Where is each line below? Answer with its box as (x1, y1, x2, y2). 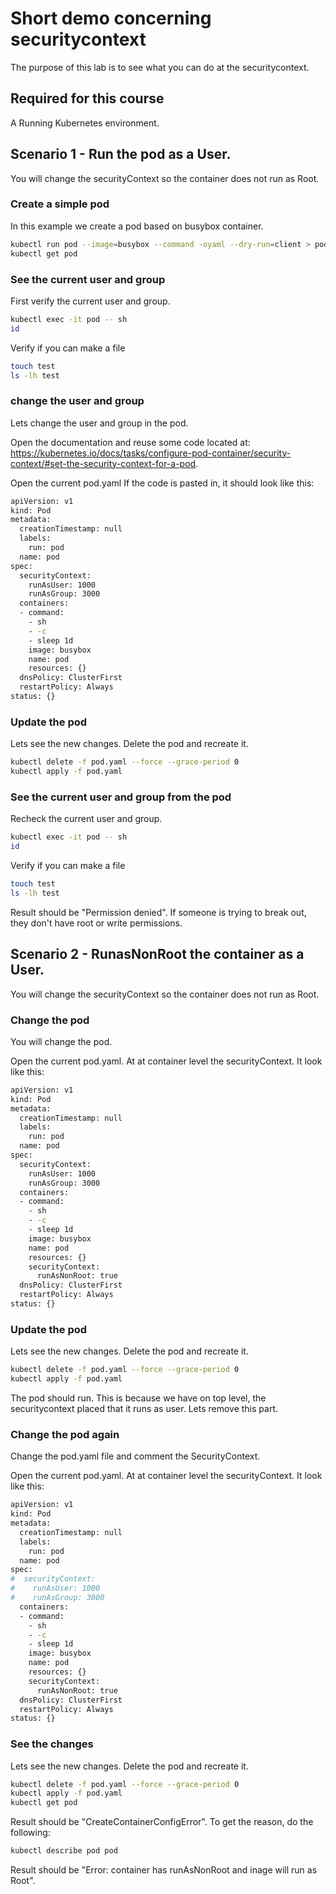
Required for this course (10, 90, 165, 107)
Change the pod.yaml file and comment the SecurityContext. (10, 1450, 261, 1462)
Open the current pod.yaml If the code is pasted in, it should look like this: (10, 477, 315, 489)
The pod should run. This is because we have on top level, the (10, 1392, 267, 1404)
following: (10, 1827, 51, 1839)
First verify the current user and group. (10, 295, 171, 307)
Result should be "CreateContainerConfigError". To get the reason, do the (10, 1816, 314, 1828)
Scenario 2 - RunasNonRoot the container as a (10, 946, 305, 963)
